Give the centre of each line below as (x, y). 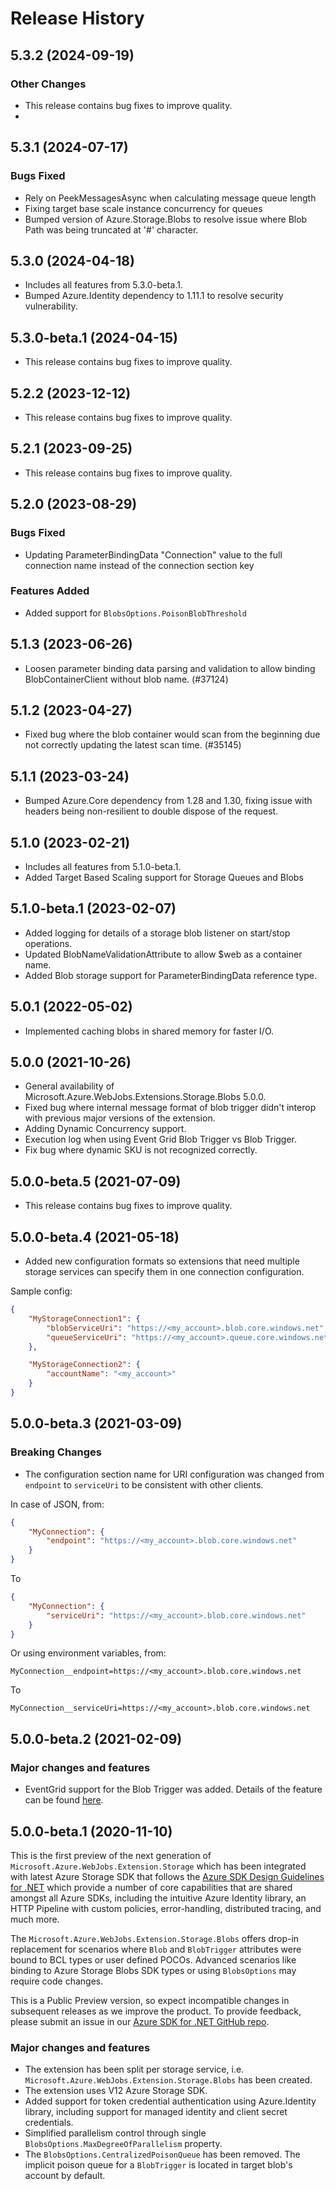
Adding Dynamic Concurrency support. (105, 1129)
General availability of (69, 1086)
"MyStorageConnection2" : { (84, 1365)
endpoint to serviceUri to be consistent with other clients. (144, 1484)
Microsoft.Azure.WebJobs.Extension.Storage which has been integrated (158, 1866)
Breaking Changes (56, 1452)
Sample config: (41, 1291)
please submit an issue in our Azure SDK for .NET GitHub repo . (140, 2021)
